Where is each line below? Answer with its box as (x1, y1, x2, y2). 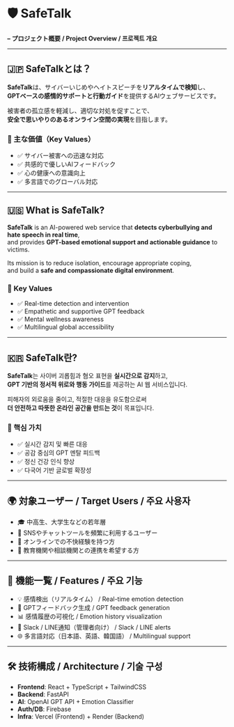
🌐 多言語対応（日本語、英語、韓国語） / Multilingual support (17, 632, 191, 640)
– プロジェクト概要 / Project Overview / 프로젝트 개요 (7, 34, 158, 42)
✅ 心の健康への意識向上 (17, 169, 86, 178)
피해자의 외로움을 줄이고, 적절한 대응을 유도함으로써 (7, 395, 147, 403)
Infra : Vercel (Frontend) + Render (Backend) (17, 712, 145, 721)
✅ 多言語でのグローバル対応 (17, 178, 98, 186)
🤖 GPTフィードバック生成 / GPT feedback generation (17, 603, 171, 611)
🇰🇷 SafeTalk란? (7, 352, 78, 363)
